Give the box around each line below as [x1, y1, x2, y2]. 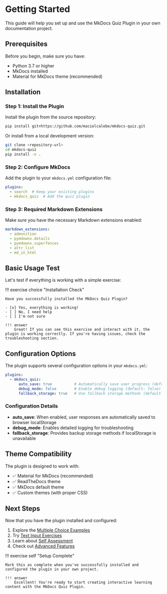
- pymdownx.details [9, 236, 50, 241]
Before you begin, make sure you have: [5, 53, 85, 59]
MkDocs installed [12, 68, 48, 74]
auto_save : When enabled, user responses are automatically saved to [12, 414, 156, 420]
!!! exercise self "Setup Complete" [5, 553, 75, 559]
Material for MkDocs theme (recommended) [12, 73, 103, 79]
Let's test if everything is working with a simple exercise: [5, 277, 122, 283]
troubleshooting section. [5, 336, 59, 341]
